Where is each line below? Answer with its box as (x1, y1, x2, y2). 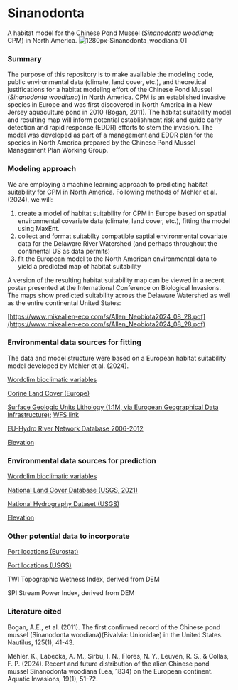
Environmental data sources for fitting (7, 337, 142, 347)
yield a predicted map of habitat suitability (17, 262, 141, 270)
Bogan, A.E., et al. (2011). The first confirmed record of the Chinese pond (7, 622, 221, 632)
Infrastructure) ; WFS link (7, 410, 80, 418)
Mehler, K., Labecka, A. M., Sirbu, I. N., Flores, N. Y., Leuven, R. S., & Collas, (7, 652, 229, 660)
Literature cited (7, 607, 62, 617)
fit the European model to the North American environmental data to (17, 254, 217, 263)
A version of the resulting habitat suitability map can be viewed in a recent (7, 276, 225, 284)
